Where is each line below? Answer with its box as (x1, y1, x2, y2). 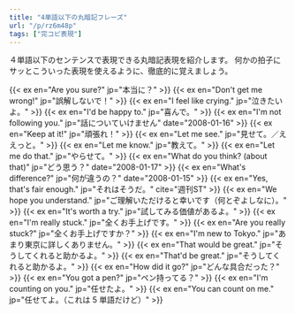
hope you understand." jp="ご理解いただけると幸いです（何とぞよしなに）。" (9, 195, 287, 206)
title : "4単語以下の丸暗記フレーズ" (9, 12, 128, 22)
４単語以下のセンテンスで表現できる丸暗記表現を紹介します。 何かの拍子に (9, 55, 281, 65)
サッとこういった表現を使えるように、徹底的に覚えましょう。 (9, 65, 233, 76)
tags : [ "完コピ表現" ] (9, 29, 82, 38)
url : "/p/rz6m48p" (9, 21, 77, 30)
